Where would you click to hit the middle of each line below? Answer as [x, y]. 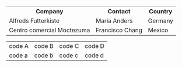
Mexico [158, 30]
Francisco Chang [119, 30]
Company [50, 11]
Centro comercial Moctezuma [50, 30]
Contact [119, 11]
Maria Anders [114, 21]
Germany [161, 21]
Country [160, 11]
